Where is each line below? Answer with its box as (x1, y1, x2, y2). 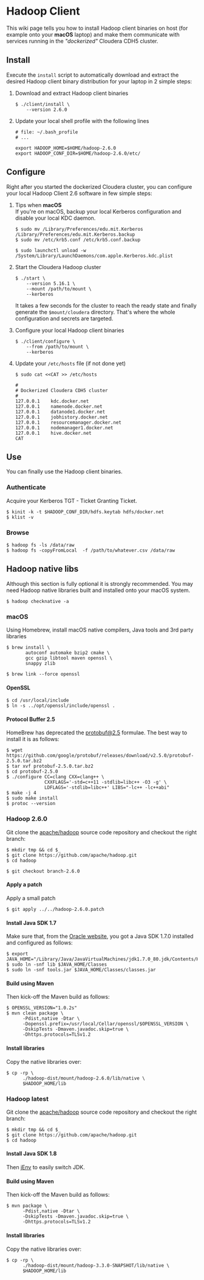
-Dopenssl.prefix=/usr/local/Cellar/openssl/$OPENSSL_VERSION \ (22, 1021, 189, 1027)
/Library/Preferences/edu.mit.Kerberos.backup (15, 231, 135, 237)
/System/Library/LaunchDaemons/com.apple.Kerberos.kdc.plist (15, 253, 174, 259)
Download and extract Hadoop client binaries (15, 90, 129, 97)
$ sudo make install (6, 795, 59, 801)
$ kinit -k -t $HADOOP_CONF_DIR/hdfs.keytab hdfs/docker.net (6, 508, 165, 515)
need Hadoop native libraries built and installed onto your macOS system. (6, 586, 191, 594)
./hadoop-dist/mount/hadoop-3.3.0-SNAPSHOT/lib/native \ (22, 1262, 170, 1268)
